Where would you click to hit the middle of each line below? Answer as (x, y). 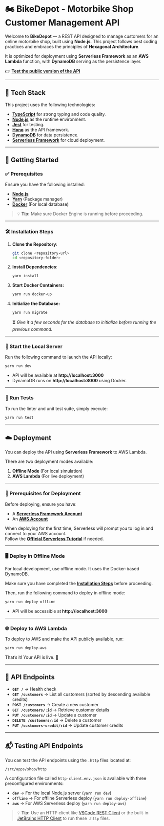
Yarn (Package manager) (37, 199)
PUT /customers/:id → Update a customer (54, 715)
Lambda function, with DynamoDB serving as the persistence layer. (73, 61)
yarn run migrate (30, 313)
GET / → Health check (34, 689)
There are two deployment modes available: (49, 461)
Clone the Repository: (35, 244)
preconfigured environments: (34, 783)
